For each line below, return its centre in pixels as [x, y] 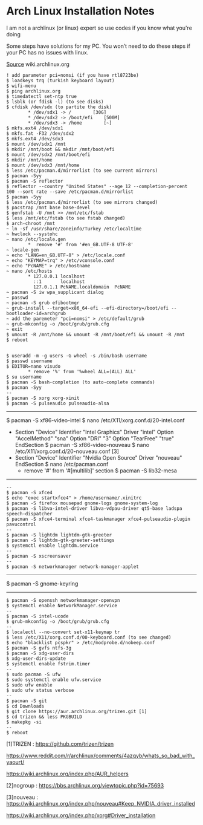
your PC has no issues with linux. [47, 52]
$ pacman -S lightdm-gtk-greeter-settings [60, 540]
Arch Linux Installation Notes [81, 11]
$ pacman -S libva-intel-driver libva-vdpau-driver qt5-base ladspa [94, 508]
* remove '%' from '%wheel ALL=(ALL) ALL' [82, 371]
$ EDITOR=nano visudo [34, 366]
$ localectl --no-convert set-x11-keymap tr [63, 632]
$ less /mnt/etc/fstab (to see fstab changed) [66, 218]
